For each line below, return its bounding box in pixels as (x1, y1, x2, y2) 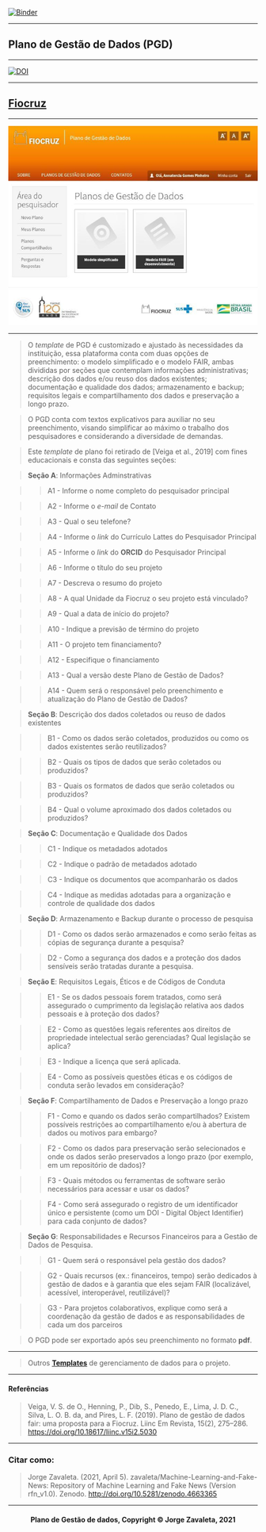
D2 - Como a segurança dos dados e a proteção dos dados (47, 953, 241, 963)
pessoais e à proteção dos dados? (47, 1009, 160, 1019)
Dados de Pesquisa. (27, 1240, 93, 1250)
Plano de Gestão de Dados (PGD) (8, 38, 173, 52)
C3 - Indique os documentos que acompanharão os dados (47, 875, 238, 885)
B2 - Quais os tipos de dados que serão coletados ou (47, 758, 222, 767)
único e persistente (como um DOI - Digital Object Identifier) (47, 1208, 244, 1218)
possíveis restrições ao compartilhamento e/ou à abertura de (47, 1119, 247, 1130)
